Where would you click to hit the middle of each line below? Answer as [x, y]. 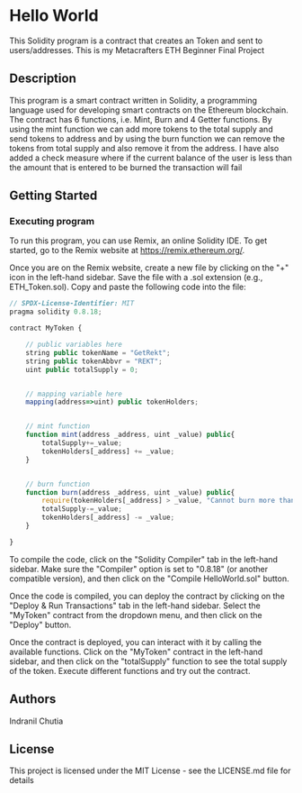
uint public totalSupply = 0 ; [82, 369]
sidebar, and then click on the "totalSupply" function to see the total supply [148, 661]
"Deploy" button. [40, 624]
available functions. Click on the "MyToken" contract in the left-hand [136, 652]
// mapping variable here [74, 394]
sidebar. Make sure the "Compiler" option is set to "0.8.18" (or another [139, 569]
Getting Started [53, 196]
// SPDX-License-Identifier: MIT [72, 304]
